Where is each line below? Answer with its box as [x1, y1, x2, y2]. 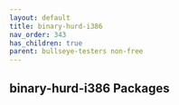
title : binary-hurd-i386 [9, 22, 103, 31]
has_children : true [9, 38, 83, 48]
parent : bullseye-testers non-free [9, 47, 144, 56]
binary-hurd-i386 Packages [9, 81, 170, 96]
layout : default [9, 13, 71, 23]
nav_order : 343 [9, 30, 67, 39]
